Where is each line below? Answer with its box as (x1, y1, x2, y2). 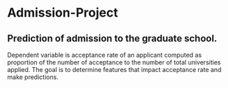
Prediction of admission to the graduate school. (7, 33, 218, 44)
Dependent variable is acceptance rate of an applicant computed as (7, 51, 202, 59)
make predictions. (7, 73, 59, 81)
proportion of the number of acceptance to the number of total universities (7, 58, 221, 67)
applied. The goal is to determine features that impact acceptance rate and (7, 66, 222, 73)
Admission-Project (7, 5, 118, 21)
